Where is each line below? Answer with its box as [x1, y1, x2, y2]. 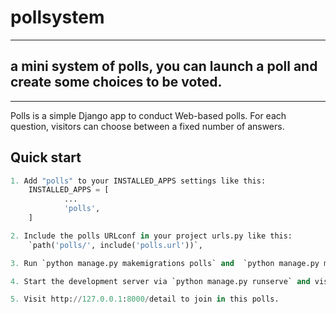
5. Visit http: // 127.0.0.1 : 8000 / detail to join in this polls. [10, 294, 280, 305]
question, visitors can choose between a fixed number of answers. [10, 120, 285, 132]
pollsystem [10, 6, 105, 29]
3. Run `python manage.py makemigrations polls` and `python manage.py [10, 258, 320, 268]
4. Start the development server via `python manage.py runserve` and [10, 276, 311, 286]
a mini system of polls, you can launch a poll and [10, 58, 318, 75]
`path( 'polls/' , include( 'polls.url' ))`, [28, 240, 203, 250]
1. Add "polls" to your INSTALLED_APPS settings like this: [10, 176, 267, 186]
